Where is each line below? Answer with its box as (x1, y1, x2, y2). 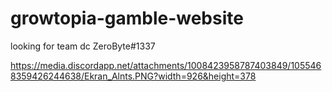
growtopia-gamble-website (10, 7, 244, 30)
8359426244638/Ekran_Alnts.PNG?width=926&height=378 (10, 70, 257, 82)
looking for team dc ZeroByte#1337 (10, 40, 156, 52)
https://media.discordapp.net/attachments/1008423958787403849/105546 (10, 59, 322, 71)
